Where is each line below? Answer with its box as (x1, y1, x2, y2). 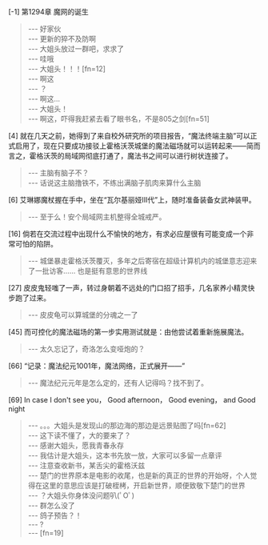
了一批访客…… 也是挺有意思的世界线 (27, 266, 148, 275)
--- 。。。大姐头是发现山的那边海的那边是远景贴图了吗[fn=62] (27, 421, 226, 430)
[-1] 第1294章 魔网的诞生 (8, 7, 90, 16)
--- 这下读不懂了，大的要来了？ (27, 431, 132, 440)
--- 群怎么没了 (27, 501, 76, 510)
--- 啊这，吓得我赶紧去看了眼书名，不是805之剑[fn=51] (27, 114, 210, 123)
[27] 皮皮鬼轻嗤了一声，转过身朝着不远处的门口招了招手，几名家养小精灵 (8, 283, 248, 292)
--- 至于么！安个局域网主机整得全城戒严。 (27, 212, 166, 222)
